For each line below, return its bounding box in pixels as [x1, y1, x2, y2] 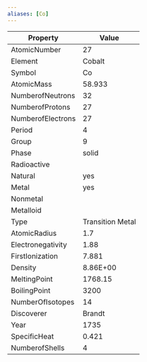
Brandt [82, 308, 105, 318]
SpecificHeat [11, 331, 54, 341]
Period [11, 125, 33, 135]
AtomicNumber [11, 44, 61, 54]
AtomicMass [11, 79, 52, 89]
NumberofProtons [11, 102, 71, 111]
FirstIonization [11, 251, 59, 261]
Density [11, 263, 37, 272]
